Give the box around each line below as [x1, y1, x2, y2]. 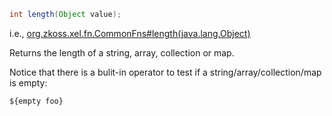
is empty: [9, 76, 48, 89]
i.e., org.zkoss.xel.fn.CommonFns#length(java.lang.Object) [9, 27, 251, 39]
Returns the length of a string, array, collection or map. [9, 46, 235, 59]
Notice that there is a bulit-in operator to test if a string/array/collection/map [9, 66, 322, 78]
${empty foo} [9, 96, 64, 106]
